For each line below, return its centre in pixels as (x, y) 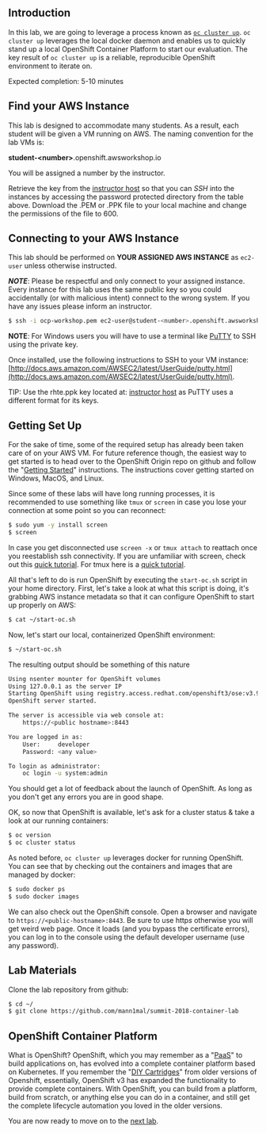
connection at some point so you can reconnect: (87, 511)
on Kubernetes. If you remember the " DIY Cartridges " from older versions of (133, 1072)
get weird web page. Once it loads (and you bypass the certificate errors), (129, 928)
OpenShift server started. (53, 701)
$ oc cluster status (42, 843)
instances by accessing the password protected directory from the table (126, 197)
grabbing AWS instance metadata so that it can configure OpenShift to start (131, 596)
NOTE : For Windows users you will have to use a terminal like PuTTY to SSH (132, 336)
